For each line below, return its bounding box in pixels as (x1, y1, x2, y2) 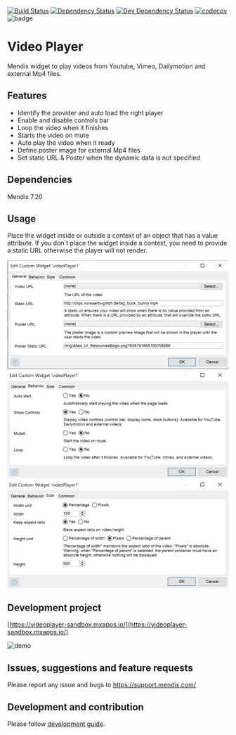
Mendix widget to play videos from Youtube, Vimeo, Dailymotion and (7, 62, 206, 70)
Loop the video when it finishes (17, 123, 109, 132)
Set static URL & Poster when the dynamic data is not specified (17, 153, 200, 162)
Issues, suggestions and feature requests (7, 662, 193, 674)
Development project (7, 601, 102, 613)
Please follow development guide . (7, 720, 105, 728)
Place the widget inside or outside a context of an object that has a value (7, 231, 218, 240)
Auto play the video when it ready (17, 138, 115, 147)
